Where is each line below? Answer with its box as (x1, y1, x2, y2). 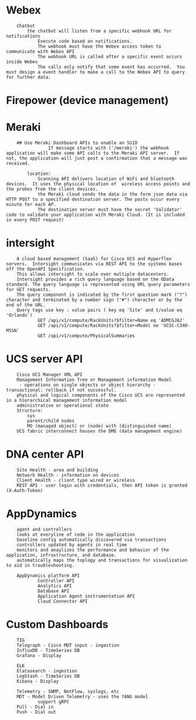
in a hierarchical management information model (6, 397, 127, 403)
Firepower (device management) (6, 94, 169, 107)
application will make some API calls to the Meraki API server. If (6, 150, 180, 156)
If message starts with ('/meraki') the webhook (48, 145, 169, 151)
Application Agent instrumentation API (37, 593, 135, 599)
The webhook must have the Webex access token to (37, 43, 161, 49)
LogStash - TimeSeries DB (16, 673, 80, 679)
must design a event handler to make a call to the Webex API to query (6, 69, 185, 75)
